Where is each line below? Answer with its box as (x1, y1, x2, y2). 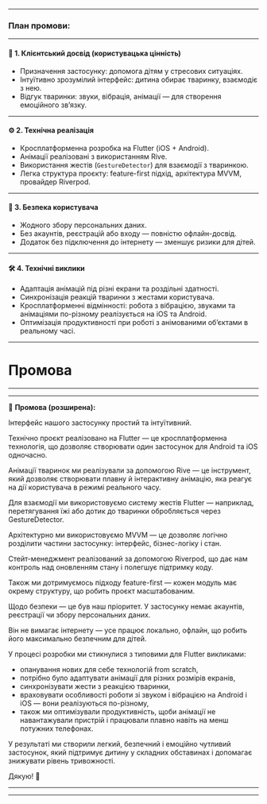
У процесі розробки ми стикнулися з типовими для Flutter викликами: (8, 649, 246, 659)
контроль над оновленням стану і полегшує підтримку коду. (8, 562, 214, 572)
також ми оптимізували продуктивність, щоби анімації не (19, 707, 216, 717)
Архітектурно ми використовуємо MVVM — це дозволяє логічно (8, 530, 228, 540)
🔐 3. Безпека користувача (8, 203, 99, 212)
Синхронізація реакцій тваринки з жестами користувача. (19, 292, 215, 302)
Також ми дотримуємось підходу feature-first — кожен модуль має (8, 578, 238, 588)
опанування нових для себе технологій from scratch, (19, 665, 199, 675)
